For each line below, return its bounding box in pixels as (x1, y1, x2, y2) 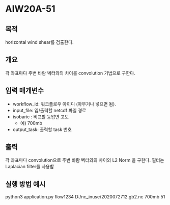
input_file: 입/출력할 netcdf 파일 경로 (12, 107, 87, 113)
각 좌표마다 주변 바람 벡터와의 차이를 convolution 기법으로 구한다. (5, 70, 136, 76)
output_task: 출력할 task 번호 (12, 126, 72, 133)
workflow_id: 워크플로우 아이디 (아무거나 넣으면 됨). (12, 100, 116, 107)
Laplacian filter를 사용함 (5, 164, 54, 170)
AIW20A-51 (5, 3, 55, 15)
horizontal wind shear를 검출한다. (5, 39, 74, 45)
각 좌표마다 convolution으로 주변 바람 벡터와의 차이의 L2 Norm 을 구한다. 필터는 (5, 157, 164, 163)
